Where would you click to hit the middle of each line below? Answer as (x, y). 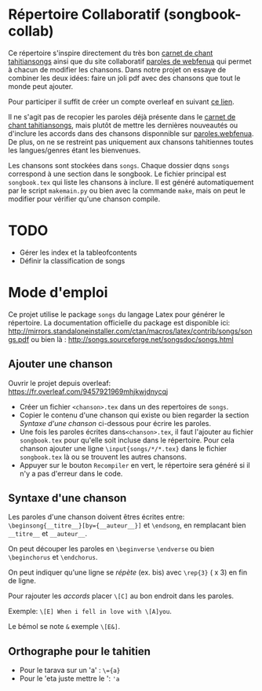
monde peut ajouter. (41, 86)
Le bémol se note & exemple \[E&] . (64, 627)
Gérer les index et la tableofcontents (78, 252)
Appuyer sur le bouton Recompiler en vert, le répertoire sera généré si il (135, 465)
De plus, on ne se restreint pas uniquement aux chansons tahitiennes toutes (131, 142)
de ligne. (22, 581)
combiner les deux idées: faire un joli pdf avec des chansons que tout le (124, 78)
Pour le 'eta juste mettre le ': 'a (69, 678)
